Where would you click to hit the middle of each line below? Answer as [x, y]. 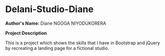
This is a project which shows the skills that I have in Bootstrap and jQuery [83, 43]
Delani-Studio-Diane [49, 9]
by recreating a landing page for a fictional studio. [57, 48]
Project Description [26, 33]
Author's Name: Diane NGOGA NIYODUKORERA [56, 23]
